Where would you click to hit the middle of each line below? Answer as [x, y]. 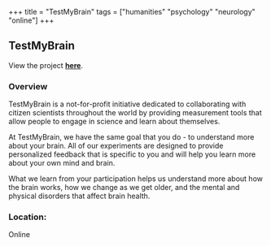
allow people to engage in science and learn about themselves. [114, 122]
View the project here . [46, 65]
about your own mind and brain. [62, 163]
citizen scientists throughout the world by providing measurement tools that [135, 113]
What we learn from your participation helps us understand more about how [135, 179]
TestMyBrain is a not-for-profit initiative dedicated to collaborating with [127, 104]
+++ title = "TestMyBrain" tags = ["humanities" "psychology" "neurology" [132, 12]
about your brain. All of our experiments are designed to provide [116, 146]
